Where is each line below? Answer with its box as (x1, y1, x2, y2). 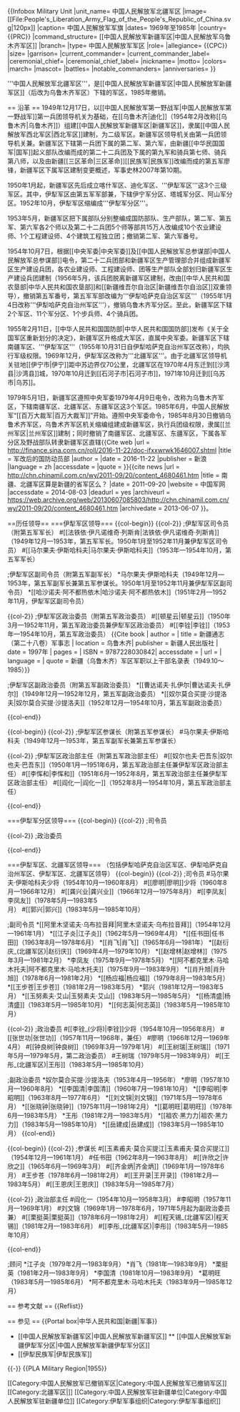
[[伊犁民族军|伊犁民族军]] (17, 1350, 92, 1358)
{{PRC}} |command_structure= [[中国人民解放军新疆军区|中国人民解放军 (7, 32, 219, 41)
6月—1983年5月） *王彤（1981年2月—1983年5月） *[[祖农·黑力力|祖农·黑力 (7, 1111, 228, 1119)
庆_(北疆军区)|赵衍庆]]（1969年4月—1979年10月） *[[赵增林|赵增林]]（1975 (7, 947, 227, 955)
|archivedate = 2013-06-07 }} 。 (119, 504, 213, 513)
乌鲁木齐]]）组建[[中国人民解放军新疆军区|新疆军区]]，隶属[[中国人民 (28, 121, 231, 129)
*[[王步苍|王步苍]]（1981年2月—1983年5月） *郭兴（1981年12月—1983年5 (7, 983, 224, 991)
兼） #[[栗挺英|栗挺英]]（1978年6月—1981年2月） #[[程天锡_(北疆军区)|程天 (7, 1213, 229, 1221)
